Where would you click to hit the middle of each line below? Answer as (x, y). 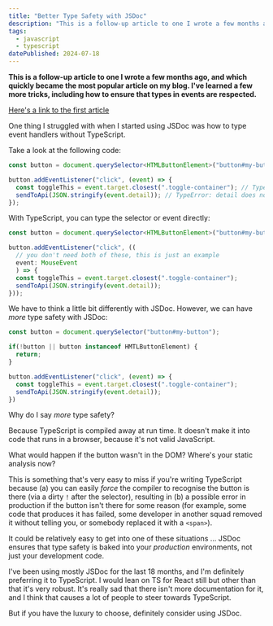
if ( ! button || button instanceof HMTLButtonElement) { (103, 347)
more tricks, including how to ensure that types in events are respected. (133, 94)
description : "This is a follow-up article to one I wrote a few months (134, 24)
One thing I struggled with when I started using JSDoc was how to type (128, 126)
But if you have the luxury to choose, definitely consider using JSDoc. (125, 613)
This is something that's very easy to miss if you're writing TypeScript (125, 479)
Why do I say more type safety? (62, 415)
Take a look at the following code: (65, 150)
